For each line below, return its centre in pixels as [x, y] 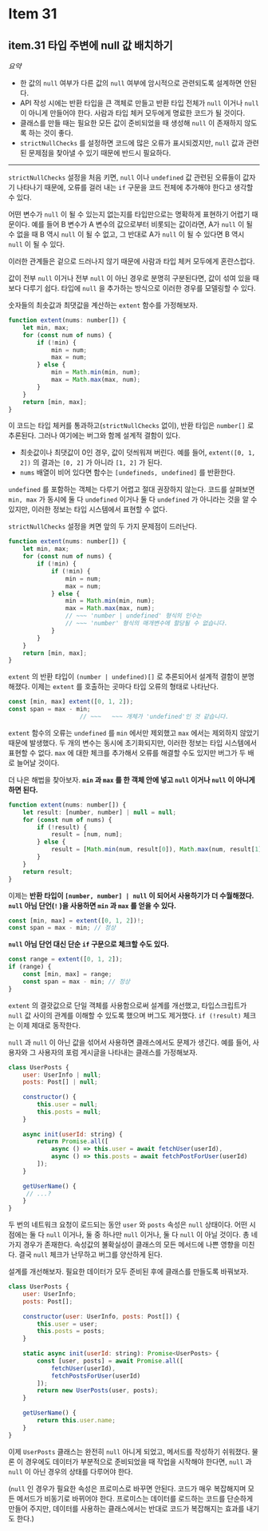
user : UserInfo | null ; [62, 1075]
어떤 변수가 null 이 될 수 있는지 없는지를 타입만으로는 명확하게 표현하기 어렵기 [129, 214]
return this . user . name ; [76, 1420]
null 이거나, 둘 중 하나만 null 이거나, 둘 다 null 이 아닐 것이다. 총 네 [152, 1235]
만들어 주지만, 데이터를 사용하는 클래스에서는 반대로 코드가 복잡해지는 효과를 [126, 1508]
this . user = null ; [67, 1105]
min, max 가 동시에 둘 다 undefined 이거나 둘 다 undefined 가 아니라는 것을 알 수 [133, 499]
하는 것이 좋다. [51, 133]
